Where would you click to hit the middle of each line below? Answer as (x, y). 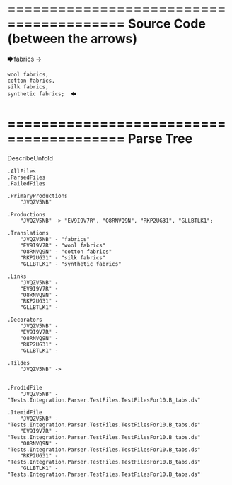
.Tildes (19, 363)
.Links (17, 276)
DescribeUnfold (30, 158)
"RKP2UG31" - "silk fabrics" (63, 258)
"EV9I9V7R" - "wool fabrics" (63, 245)
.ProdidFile (25, 387)
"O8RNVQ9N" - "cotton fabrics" (66, 252)
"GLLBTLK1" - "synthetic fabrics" (71, 264)
